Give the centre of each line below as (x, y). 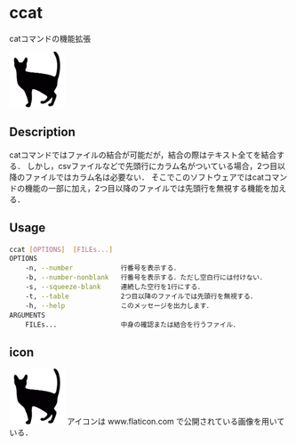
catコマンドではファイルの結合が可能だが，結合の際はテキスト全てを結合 (143, 155)
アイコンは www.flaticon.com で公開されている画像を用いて (176, 422)
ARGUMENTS (28, 315)
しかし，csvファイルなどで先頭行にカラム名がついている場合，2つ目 (152, 166)
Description (42, 132)
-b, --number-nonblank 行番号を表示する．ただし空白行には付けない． (146, 278)
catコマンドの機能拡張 (50, 38)
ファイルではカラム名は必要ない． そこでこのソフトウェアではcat (144, 177)
